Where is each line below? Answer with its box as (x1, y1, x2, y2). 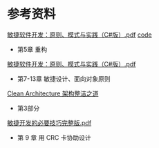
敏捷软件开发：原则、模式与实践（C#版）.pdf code (7, 30, 152, 39)
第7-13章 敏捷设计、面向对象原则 (17, 74, 111, 83)
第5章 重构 (17, 45, 48, 53)
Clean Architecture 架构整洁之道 (7, 89, 99, 98)
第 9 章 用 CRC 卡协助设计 (17, 133, 91, 142)
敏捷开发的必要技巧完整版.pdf (7, 118, 92, 127)
